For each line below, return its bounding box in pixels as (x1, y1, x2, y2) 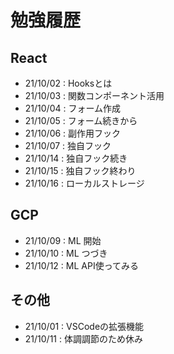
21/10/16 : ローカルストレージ (24, 177, 145, 189)
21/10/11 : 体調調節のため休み (24, 332, 143, 345)
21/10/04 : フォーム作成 (24, 102, 122, 114)
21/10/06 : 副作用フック (24, 127, 122, 139)
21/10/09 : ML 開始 (24, 234, 102, 246)
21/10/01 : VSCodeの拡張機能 (24, 320, 145, 332)
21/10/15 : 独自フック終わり (24, 165, 137, 176)
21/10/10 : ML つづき (24, 247, 108, 259)
